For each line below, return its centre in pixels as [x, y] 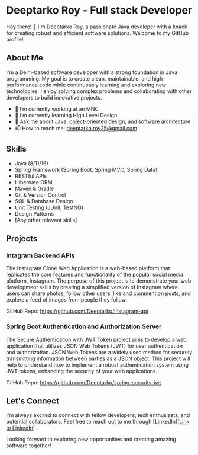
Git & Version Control [40, 195]
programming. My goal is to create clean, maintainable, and [78, 78]
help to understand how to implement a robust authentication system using [98, 364]
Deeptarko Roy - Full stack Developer [99, 10]
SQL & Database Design [44, 201]
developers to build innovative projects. [54, 97]
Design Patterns [34, 213]
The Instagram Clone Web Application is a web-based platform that [88, 268]
